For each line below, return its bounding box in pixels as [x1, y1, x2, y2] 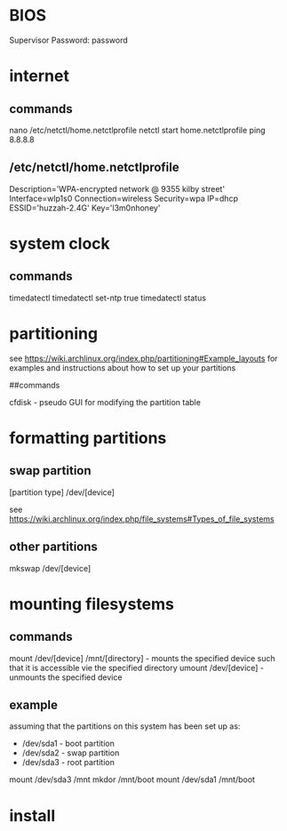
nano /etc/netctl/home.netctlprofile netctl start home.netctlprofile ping [9, 124, 266, 135]
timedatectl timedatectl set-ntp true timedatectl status [9, 292, 207, 303]
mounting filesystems [9, 594, 175, 614]
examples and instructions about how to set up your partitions [9, 362, 236, 373]
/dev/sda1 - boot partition [21, 739, 116, 749]
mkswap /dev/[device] [9, 563, 92, 573]
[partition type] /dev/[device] [9, 486, 116, 498]
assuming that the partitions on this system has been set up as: [9, 721, 241, 731]
